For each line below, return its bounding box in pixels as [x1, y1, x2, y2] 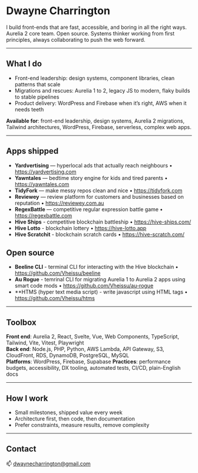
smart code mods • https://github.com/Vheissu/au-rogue [14, 282, 154, 290]
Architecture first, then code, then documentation [14, 415, 136, 422]
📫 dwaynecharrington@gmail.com [6, 460, 91, 467]
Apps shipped [6, 146, 59, 156]
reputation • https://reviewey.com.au [14, 199, 104, 206]
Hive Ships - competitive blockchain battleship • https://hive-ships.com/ [14, 218, 192, 225]
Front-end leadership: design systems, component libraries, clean [14, 74, 175, 81]
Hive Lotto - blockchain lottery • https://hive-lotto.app [14, 224, 147, 231]
